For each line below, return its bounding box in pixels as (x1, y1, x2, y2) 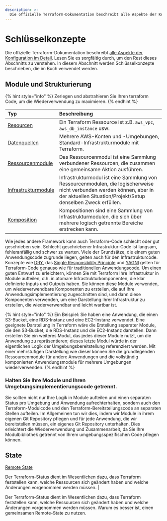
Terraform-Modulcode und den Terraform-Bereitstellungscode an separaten (5, 405, 162, 411)
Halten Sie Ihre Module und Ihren (5, 377, 86, 384)
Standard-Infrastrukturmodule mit (59, 139, 139, 146)
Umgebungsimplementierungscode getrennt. (5, 383, 118, 390)
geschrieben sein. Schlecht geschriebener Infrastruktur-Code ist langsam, (5, 244, 158, 250)
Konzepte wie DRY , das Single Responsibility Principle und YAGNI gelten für (5, 260, 161, 266)
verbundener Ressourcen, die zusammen (59, 160, 156, 167)
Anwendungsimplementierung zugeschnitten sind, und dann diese (5, 292, 141, 298)
